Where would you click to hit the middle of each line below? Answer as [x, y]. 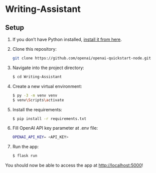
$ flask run [25, 156]
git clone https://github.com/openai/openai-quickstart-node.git [81, 58]
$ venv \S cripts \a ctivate [38, 100]
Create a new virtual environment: [47, 86]
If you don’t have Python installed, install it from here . [67, 39]
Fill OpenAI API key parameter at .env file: [55, 128]
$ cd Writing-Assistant [37, 77]
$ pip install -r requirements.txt [49, 119]
